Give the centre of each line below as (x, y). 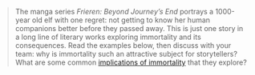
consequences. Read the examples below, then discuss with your (123, 45)
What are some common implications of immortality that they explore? (131, 62)
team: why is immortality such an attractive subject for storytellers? (126, 54)
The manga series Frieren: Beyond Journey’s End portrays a (114, 12)
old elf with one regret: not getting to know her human (121, 20)
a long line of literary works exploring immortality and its (108, 37)
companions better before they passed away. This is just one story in (129, 28)
